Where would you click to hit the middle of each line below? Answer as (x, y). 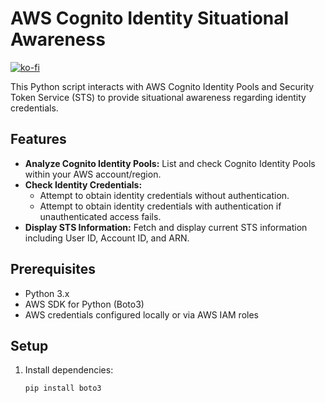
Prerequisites (53, 269)
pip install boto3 (63, 388)
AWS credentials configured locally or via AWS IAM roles (141, 314)
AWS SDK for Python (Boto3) (84, 304)
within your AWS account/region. (93, 174)
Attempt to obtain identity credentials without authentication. (164, 195)
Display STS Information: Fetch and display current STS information (166, 227)
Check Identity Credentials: (83, 184)
